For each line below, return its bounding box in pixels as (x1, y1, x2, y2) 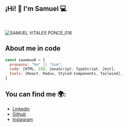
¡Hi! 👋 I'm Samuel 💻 (5, 4, 67, 13)
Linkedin (12, 106, 30, 112)
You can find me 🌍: (5, 90, 67, 99)
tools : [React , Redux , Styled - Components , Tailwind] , (9, 71, 123, 76)
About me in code (5, 44, 61, 53)
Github (12, 111, 26, 117)
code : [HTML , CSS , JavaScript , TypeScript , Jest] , (9, 66, 116, 71)
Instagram (12, 116, 33, 122)
